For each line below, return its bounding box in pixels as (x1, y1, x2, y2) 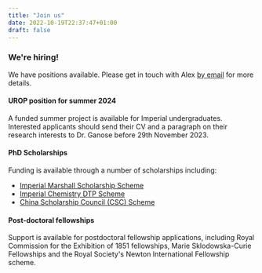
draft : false (8, 26, 51, 34)
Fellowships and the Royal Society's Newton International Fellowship (8, 249, 230, 259)
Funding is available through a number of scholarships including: (8, 166, 217, 175)
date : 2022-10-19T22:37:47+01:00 (8, 19, 118, 27)
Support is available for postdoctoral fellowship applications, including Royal (8, 233, 255, 242)
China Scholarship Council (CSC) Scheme (19, 198, 155, 207)
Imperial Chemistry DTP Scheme (19, 189, 126, 198)
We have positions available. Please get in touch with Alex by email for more (8, 70, 254, 79)
